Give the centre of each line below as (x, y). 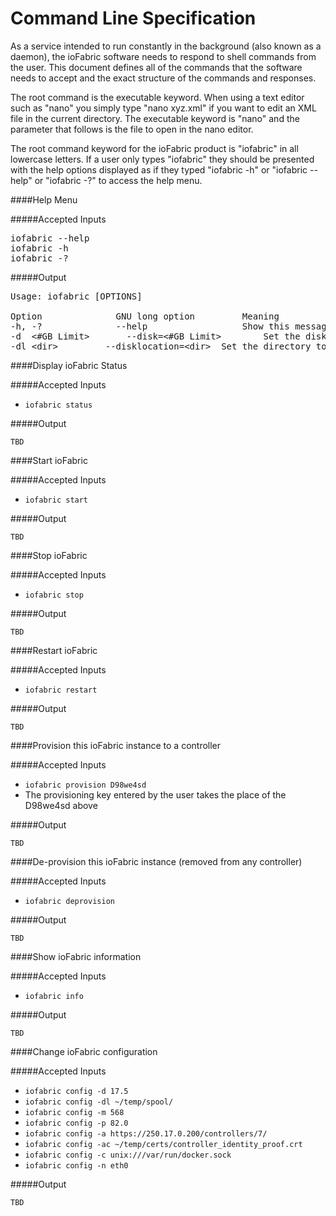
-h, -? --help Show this (150, 326)
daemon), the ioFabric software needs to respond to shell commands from (163, 56)
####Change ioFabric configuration (84, 1051)
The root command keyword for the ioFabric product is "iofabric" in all (154, 148)
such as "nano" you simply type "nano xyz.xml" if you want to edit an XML (163, 108)
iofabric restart (61, 690)
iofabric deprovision (69, 901)
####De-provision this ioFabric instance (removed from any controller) (156, 861)
